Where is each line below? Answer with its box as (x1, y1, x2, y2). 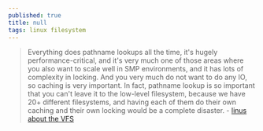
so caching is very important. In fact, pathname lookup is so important (27, 81, 256, 90)
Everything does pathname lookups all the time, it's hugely (27, 48, 218, 57)
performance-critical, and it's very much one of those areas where (27, 56, 244, 65)
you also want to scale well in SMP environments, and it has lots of (27, 64, 244, 74)
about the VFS (27, 115, 75, 124)
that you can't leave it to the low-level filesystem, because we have (27, 89, 246, 99)
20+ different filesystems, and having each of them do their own (27, 97, 237, 107)
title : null (8, 19, 47, 27)
